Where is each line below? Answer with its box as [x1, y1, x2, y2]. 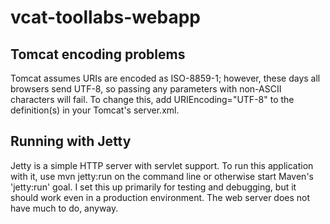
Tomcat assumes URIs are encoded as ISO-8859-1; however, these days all [10, 72, 321, 84]
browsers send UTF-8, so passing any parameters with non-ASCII [10, 83, 282, 95]
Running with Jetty [10, 133, 132, 150]
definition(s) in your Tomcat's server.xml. [10, 104, 180, 116]
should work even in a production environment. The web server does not [10, 191, 311, 203]
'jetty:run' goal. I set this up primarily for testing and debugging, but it [10, 181, 297, 193]
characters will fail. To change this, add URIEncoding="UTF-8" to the [10, 94, 295, 105]
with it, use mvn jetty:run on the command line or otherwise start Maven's [10, 170, 314, 182]
